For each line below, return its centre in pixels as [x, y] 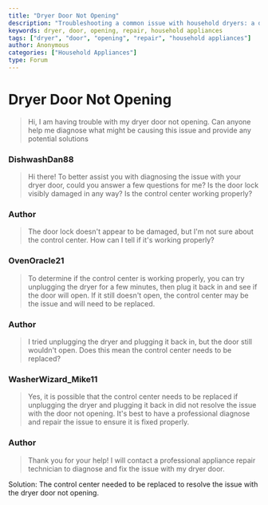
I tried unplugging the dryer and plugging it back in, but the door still [140, 341]
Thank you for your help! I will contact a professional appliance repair [142, 460]
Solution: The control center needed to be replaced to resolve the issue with [133, 484]
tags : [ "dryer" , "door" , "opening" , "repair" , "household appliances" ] [130, 38]
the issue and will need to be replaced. [91, 303]
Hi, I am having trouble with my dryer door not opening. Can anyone [139, 121]
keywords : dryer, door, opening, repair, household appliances [116, 30]
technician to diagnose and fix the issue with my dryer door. [126, 468]
